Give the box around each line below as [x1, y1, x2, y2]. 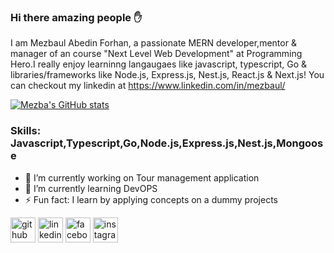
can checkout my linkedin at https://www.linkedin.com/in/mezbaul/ [10, 80, 286, 92]
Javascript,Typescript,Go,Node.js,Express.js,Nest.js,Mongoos [10, 136, 324, 150]
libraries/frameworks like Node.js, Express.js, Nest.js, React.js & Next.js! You [10, 69, 325, 81]
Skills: [10, 124, 42, 138]
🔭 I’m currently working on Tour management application [24, 171, 260, 184]
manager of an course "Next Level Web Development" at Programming [10, 48, 303, 60]
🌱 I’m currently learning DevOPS [24, 182, 158, 194]
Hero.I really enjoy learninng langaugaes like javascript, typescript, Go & [10, 58, 308, 70]
